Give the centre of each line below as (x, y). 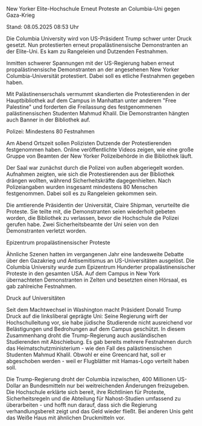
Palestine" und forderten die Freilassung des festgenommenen (84, 107)
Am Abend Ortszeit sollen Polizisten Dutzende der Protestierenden (89, 143)
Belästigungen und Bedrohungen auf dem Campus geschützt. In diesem (96, 329)
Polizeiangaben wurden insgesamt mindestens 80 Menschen (82, 187)
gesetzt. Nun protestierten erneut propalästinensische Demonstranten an (97, 45)
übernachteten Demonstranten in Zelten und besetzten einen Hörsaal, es (97, 280)
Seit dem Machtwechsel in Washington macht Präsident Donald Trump (94, 310)
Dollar (14, 386)
